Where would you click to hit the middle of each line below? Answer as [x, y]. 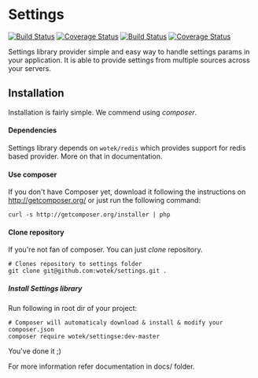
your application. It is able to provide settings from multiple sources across [129, 60]
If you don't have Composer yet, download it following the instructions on [127, 192]
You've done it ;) [35, 351]
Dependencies [33, 130]
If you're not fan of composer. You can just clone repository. [105, 249]
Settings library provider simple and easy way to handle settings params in [129, 51]
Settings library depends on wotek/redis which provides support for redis [127, 148]
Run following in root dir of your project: [73, 309]
